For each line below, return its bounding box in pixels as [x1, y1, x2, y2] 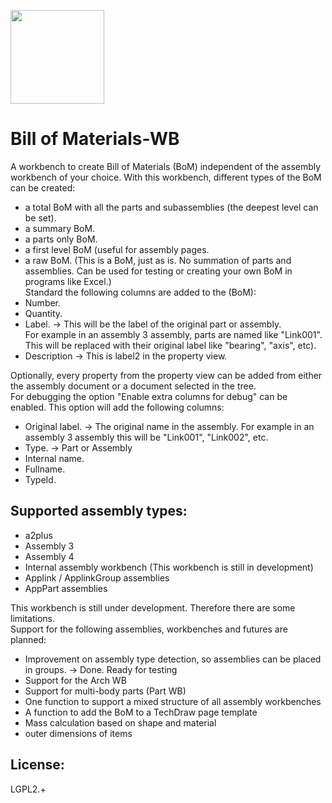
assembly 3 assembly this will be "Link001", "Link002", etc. [24, 431, 269, 443]
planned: [10, 633, 47, 645]
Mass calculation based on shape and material [24, 716, 217, 729]
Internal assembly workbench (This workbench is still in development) [24, 561, 314, 573]
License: [10, 756, 65, 774]
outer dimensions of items [24, 727, 133, 739]
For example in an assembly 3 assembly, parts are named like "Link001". [24, 328, 323, 340]
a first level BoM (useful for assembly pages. [24, 243, 210, 255]
